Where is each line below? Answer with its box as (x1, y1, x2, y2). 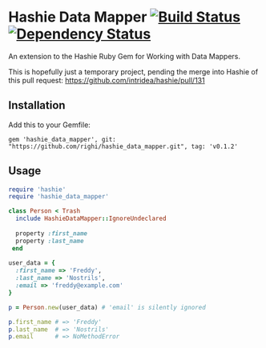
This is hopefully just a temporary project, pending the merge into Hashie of (8, 66, 259, 76)
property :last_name (15, 237, 84, 245)
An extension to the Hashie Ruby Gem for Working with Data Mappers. (8, 51, 241, 61)
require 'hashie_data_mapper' (8, 193, 110, 201)
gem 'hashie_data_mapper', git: (8, 135, 116, 143)
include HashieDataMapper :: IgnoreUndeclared (15, 214, 167, 223)
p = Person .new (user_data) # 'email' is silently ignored (8, 303, 206, 311)
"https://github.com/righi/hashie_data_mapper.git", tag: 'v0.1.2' (8, 142, 239, 150)
